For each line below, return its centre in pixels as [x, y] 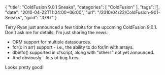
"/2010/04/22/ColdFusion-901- [129, 12]
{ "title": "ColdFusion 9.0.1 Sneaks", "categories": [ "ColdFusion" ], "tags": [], [82, 7]
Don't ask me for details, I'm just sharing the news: [57, 32]
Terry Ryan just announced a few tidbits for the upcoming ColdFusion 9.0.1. [81, 27]
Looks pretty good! [24, 67]
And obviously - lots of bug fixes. [46, 58]
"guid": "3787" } [40, 18]
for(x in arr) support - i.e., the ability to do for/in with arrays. [73, 47]
